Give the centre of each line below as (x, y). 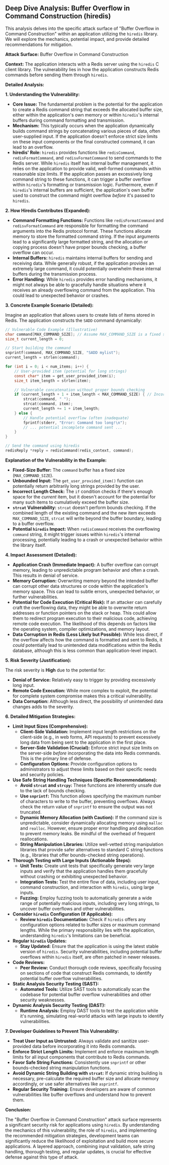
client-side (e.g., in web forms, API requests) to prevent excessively (90, 737)
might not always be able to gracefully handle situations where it (79, 284)
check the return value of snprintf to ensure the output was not (86, 806)
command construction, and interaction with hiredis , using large (87, 887)
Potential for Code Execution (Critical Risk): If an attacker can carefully (87, 602)
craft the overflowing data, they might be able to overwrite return (80, 607)
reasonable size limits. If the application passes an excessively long (82, 174)
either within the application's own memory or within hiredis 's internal (86, 115)
